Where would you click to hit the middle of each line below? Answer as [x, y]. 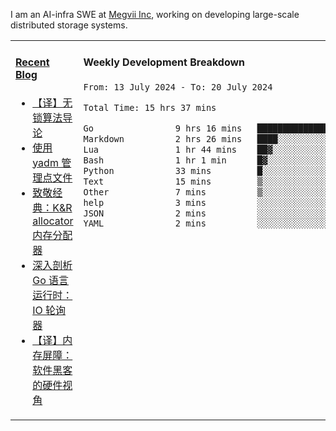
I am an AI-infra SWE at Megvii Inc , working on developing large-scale [155, 14]
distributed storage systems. [69, 25]
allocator [53, 221]
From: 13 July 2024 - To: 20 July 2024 [178, 87]
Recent [32, 62]
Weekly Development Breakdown [164, 62]
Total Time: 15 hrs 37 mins [150, 107]
